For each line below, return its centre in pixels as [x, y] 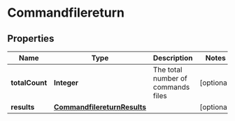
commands [171, 87]
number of [170, 78]
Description [173, 58]
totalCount [29, 83]
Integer [66, 83]
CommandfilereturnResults [100, 107]
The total [168, 70]
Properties [31, 39]
